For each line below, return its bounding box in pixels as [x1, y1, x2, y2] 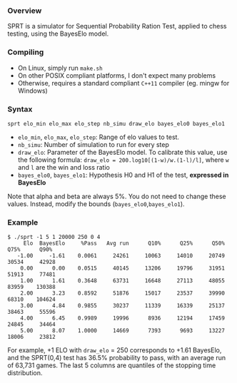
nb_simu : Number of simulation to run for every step [17, 140, 170, 148]
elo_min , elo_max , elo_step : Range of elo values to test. [17, 133, 180, 141]
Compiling [7, 47, 44, 57]
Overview [7, 6, 42, 16]
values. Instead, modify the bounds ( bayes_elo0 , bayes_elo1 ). [7, 199, 185, 208]
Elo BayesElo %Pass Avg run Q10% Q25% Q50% [23, 240, 225, 247]
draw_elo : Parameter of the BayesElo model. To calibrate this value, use [17, 148, 228, 156]
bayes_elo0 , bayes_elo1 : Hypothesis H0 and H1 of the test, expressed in [17, 170, 229, 179]
